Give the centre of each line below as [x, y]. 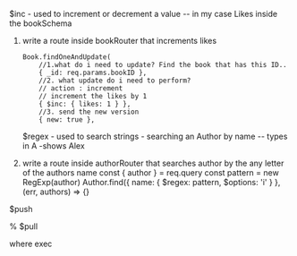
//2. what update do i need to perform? [115, 81]
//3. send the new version [89, 112]
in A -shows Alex [53, 146]
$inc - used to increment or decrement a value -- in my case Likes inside [144, 14]
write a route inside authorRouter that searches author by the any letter [153, 163]
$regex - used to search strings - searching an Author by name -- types [155, 136]
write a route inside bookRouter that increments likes [119, 41]
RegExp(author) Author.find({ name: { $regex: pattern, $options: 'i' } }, [151, 182]
